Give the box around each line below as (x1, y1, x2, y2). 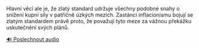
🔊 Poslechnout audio (6, 36, 60, 43)
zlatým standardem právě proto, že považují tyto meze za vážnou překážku (6, 18, 192, 24)
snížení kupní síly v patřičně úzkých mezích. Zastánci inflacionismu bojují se (6, 11, 194, 18)
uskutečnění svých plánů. (6, 24, 69, 31)
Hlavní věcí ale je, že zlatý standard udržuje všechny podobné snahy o (6, 5, 180, 12)
